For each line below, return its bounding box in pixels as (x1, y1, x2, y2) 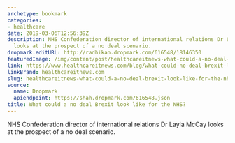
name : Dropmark (13, 88, 58, 95)
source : (7, 82, 30, 89)
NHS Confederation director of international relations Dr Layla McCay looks (7, 120, 224, 128)
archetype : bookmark (7, 10, 68, 17)
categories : (7, 17, 42, 24)
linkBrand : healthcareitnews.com (7, 68, 105, 75)
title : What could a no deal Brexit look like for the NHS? (7, 101, 187, 108)
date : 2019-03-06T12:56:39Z (7, 29, 90, 37)
